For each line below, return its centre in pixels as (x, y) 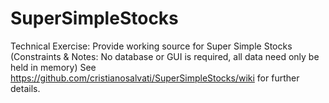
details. (25, 88)
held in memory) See (53, 67)
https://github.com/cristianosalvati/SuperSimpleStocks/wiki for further (155, 78)
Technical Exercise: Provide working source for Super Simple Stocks (151, 46)
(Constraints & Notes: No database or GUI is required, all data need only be (165, 56)
